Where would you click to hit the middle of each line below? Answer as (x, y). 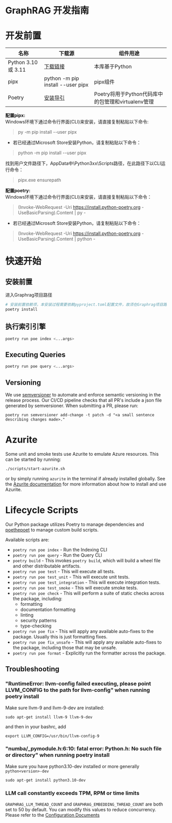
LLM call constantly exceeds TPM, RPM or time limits (72, 793)
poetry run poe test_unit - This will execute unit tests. (71, 577)
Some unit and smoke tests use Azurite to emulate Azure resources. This (82, 454)
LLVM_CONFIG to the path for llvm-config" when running (78, 690)
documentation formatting (48, 609)
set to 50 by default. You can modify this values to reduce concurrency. (81, 810)
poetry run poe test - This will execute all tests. (64, 571)
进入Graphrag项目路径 (29, 295)
